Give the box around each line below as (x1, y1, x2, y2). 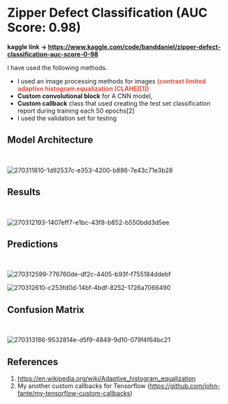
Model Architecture (7, 134, 94, 146)
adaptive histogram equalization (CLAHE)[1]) (17, 84, 149, 92)
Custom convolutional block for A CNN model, (17, 92, 153, 100)
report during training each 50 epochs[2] (17, 106, 135, 115)
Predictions (7, 238, 58, 250)
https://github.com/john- (149, 382, 220, 390)
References (7, 356, 58, 368)
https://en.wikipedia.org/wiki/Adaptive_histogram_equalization (17, 374, 196, 382)
